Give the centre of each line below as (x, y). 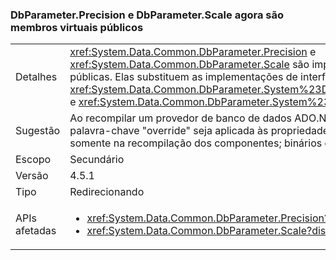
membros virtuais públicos (77, 27)
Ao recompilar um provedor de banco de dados (181, 118)
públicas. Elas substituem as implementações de (183, 77)
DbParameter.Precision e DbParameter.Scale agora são (147, 15)
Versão (32, 176)
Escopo (33, 160)
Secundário (97, 160)
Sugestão (38, 131)
